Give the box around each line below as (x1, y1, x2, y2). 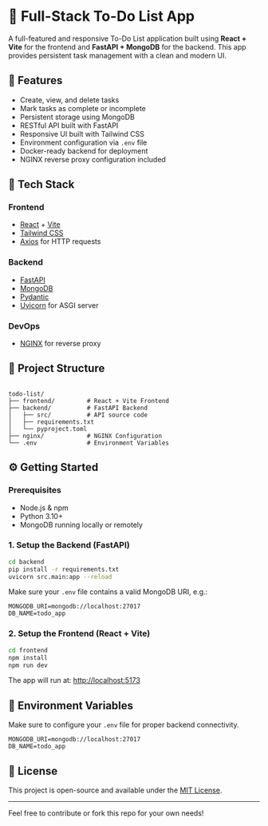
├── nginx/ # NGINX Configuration (8, 432, 162, 440)
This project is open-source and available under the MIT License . (8, 785, 223, 795)
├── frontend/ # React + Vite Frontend (8, 397, 170, 405)
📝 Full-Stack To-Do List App (8, 7, 195, 26)
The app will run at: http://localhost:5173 (8, 676, 141, 685)
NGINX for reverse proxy (19, 339, 101, 349)
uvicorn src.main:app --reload (8, 573, 112, 581)
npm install (8, 653, 48, 662)
